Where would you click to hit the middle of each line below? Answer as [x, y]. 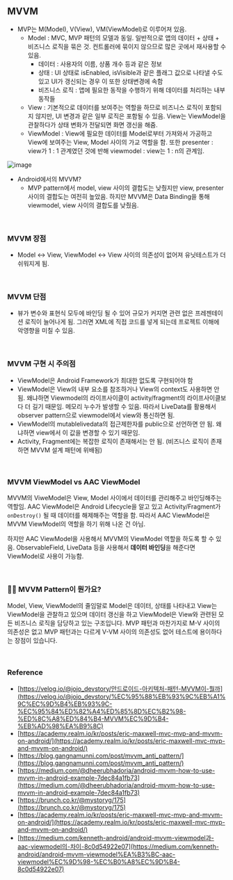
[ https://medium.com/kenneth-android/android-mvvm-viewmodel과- [115, 838]
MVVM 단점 [27, 297]
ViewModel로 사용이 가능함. [46, 556]
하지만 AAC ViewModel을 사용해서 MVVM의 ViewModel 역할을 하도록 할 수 [111, 539]
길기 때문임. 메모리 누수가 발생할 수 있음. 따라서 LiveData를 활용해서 [124, 406]
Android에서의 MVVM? [49, 179]
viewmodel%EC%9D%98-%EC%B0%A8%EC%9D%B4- [99, 861]
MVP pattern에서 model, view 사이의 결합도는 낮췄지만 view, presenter [126, 188]
